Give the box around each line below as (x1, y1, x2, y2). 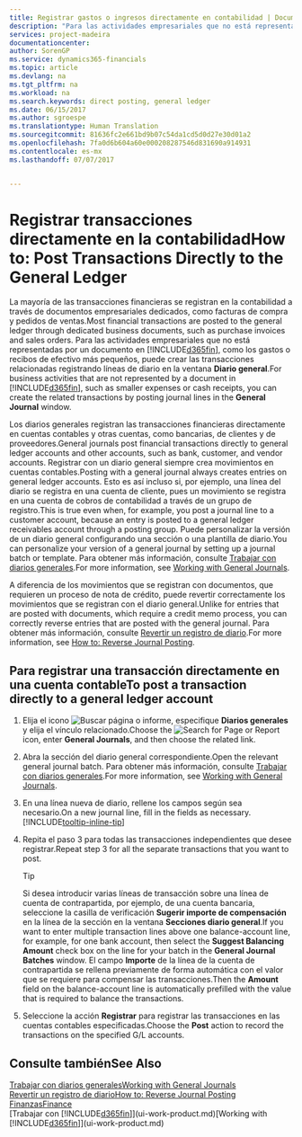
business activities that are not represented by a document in (9, 373, 236, 384)
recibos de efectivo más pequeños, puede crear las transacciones (9, 354, 254, 365)
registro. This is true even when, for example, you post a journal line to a (9, 505, 274, 516)
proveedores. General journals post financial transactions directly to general (9, 438, 289, 449)
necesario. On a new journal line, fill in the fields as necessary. (22, 807, 252, 818)
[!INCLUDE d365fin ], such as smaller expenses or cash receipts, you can (9, 383, 277, 394)
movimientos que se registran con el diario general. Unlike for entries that (9, 599, 280, 609)
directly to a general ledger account (9, 691, 214, 706)
